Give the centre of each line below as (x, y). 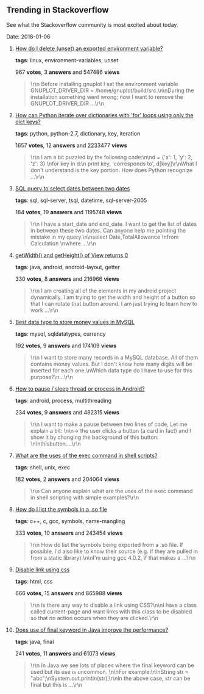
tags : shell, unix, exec (43, 467)
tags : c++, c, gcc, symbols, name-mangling (70, 521)
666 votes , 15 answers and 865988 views (69, 593)
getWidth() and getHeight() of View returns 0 (72, 255)
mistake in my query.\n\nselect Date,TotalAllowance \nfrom (104, 237)
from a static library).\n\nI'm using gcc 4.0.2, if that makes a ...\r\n (113, 557)
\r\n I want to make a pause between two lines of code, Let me (109, 424)
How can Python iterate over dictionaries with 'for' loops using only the (104, 115)
